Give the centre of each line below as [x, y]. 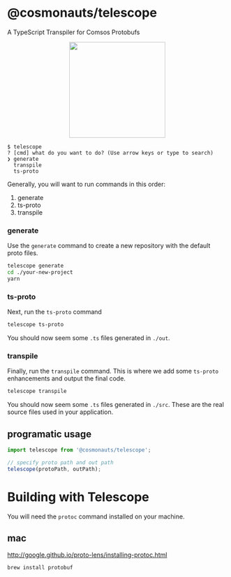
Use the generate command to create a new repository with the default [109, 246]
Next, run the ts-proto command [55, 312]
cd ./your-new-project [40, 272]
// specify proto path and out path [60, 462]
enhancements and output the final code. [66, 378]
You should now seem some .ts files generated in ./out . [89, 338]
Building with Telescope [79, 497]
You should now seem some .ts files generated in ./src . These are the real [116, 405]
